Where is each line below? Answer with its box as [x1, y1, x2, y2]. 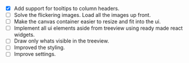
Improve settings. [13, 51, 56, 58]
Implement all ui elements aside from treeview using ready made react [13, 24, 183, 32]
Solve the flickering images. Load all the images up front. [13, 12, 151, 19]
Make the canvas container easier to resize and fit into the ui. [13, 18, 161, 25]
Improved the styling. [13, 44, 65, 51]
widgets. [13, 32, 35, 38]
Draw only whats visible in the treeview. [13, 37, 109, 44]
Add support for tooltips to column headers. [13, 5, 120, 12]
